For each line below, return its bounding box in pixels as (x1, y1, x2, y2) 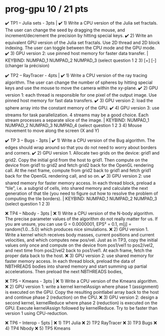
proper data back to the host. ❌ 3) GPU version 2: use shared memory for (5, 253, 154, 258)
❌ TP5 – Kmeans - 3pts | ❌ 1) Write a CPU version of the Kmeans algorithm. (5, 278, 158, 284)
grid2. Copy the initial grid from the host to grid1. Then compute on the (5, 157, 148, 163)
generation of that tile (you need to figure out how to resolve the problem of (5, 190, 158, 196)
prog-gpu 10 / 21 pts (5, 3, 88, 15)
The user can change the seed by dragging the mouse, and (5, 27, 125, 33)
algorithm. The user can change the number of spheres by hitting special (5, 79, 153, 85)
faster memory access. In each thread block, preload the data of (5, 258, 136, 264)
